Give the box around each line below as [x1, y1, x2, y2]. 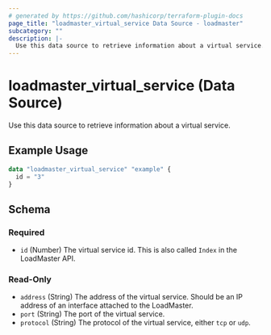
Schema [8, 203, 51, 216]
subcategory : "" [8, 27, 63, 35]
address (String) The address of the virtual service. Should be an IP [19, 292, 244, 302]
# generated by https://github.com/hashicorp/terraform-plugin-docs [8, 11, 244, 20]
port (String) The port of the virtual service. [19, 309, 165, 319]
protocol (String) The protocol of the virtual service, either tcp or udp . [19, 318, 252, 328]
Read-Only [8, 274, 52, 285]
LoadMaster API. [19, 253, 76, 263]
